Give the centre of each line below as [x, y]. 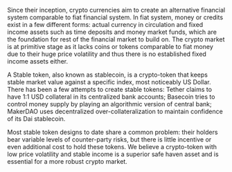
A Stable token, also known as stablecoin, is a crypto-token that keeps [107, 75]
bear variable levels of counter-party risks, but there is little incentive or [109, 140]
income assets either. [37, 61]
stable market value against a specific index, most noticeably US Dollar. [109, 82]
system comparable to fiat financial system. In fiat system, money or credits [115, 17]
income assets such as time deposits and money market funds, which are [112, 32]
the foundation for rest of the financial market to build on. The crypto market [116, 39]
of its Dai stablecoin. [36, 119]
